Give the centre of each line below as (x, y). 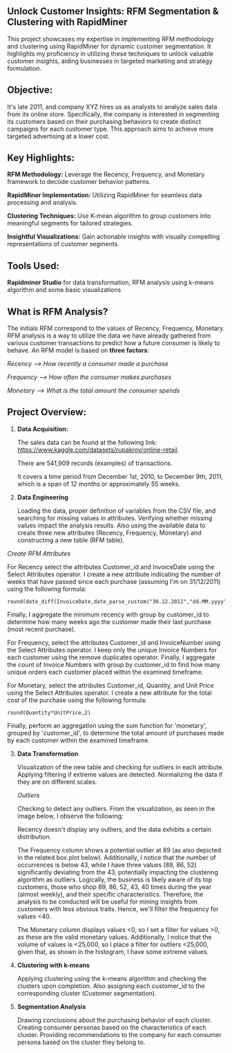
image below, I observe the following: (70, 816)
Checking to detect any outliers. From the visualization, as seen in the (116, 808)
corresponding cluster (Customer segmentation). (87, 993)
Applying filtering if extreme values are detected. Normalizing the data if (120, 774)
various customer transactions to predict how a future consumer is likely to (114, 343)
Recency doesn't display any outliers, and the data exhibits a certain (114, 829)
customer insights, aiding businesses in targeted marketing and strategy (110, 61)
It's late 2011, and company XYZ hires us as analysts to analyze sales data (112, 107)
